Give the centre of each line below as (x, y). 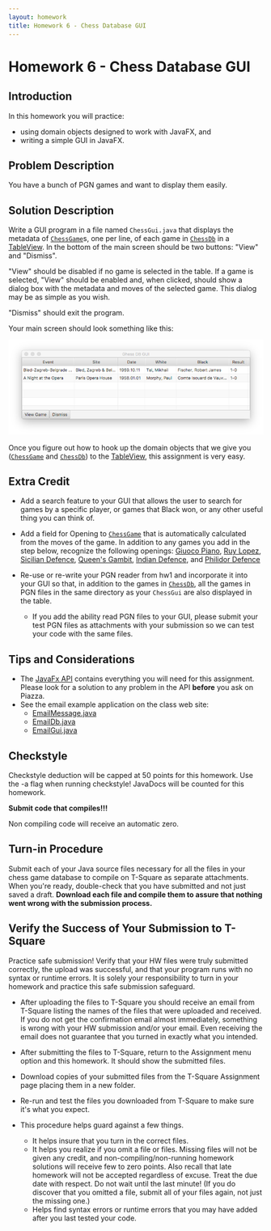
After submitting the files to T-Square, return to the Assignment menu (136, 1052)
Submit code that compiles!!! (58, 808)
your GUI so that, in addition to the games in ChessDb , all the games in (135, 584)
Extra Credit (39, 481)
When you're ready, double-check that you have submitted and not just (127, 886)
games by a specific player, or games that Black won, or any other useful (142, 510)
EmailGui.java (55, 730)
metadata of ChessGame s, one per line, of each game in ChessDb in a (119, 239)
